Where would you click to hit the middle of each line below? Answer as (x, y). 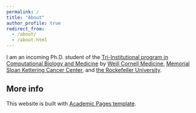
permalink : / (23, 12)
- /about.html (29, 40)
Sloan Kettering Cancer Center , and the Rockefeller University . (84, 70)
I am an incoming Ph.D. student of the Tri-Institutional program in (87, 57)
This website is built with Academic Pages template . (71, 103)
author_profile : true (34, 23)
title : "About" (25, 18)
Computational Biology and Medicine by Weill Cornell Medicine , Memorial (98, 63)
